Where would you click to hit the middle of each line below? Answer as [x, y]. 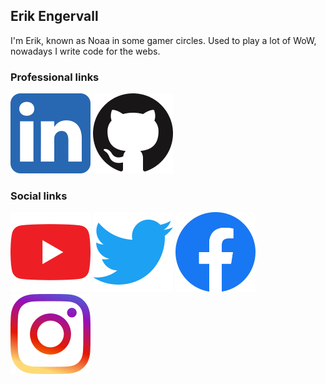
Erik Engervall [54, 16]
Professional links [55, 77]
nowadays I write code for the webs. [85, 51]
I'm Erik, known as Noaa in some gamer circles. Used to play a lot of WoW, [163, 40]
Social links [39, 196]
